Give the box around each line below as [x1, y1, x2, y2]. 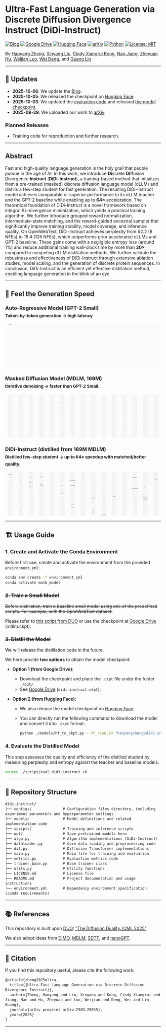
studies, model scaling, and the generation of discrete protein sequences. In [5, 260, 161, 266]
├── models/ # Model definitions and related [5, 816, 132, 821]
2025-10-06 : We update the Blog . [12, 88, 83, 94]
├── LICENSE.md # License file [5, 871, 94, 876]
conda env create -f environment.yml [5, 575, 83, 580]
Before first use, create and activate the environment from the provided [5, 560, 151, 566]
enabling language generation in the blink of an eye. [5, 271, 111, 277]
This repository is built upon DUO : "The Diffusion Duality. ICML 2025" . [5, 925, 148, 932]
